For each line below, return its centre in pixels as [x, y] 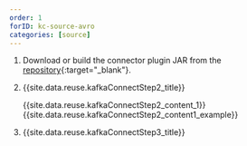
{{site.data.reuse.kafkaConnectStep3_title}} [104, 132]
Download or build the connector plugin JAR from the [122, 61]
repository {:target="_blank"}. [76, 70]
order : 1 [26, 18]
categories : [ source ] [50, 34]
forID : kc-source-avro [52, 26]
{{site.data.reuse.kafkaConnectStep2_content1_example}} [130, 115]
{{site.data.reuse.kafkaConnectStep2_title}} [104, 88]
